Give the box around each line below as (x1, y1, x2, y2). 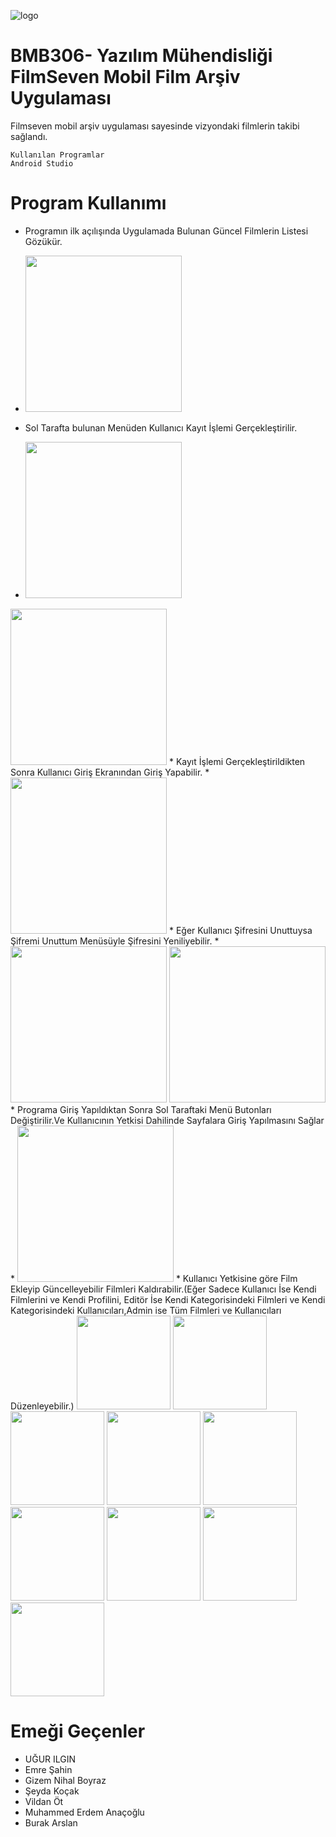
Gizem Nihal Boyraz (24, 1774, 107, 1786)
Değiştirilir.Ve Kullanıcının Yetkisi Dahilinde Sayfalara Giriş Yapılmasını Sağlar (10, 1114, 325, 1126)
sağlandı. (10, 130, 48, 142)
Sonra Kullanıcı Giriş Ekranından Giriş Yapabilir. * (10, 766, 210, 778)
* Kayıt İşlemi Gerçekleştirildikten (168, 755, 306, 767)
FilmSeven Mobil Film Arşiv (10, 66, 241, 89)
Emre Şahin (24, 1763, 73, 1775)
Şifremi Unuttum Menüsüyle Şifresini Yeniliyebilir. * (10, 935, 220, 947)
